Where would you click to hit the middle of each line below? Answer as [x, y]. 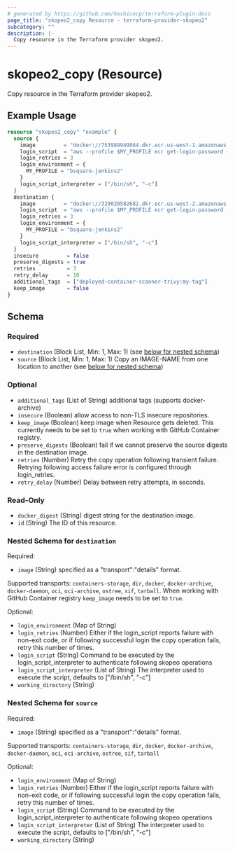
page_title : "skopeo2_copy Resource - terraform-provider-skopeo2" [108, 20]
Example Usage [42, 116]
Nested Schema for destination [62, 541]
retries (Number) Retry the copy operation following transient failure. [118, 459]
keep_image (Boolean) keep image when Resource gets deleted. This [115, 422]
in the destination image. [53, 452]
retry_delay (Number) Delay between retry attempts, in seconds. [111, 482]
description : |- [31, 33]
